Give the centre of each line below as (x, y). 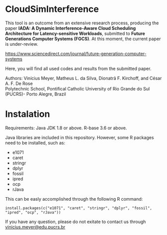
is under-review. (22, 44)
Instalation (28, 114)
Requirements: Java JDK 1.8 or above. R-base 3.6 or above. (66, 128)
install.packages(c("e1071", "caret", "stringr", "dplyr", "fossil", (79, 208)
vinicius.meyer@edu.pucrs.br (35, 227)
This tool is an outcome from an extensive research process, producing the (82, 23)
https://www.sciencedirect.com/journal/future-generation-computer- (76, 54)
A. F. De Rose (19, 83)
